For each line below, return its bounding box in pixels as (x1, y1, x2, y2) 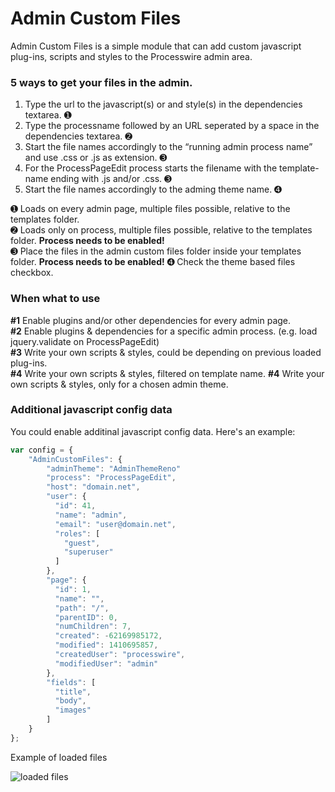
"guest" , (63, 538, 101, 548)
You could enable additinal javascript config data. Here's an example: (10, 425, 296, 437)
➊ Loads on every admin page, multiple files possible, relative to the (10, 203, 291, 215)
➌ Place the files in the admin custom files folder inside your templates (10, 245, 302, 257)
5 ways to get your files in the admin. (10, 75, 193, 89)
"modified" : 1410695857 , (54, 640, 159, 651)
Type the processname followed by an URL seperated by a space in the (24, 120, 320, 132)
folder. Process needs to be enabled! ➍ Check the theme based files (10, 256, 296, 268)
